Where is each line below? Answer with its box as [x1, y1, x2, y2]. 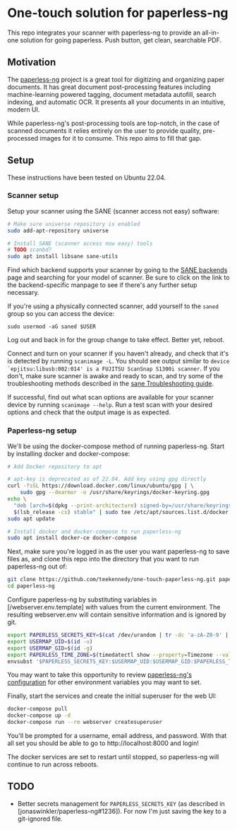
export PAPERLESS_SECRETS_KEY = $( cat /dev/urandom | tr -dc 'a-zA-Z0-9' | [7, 631, 229, 639]
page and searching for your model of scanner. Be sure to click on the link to [7, 274, 230, 282]
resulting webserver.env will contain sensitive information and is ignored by [7, 610, 226, 619]
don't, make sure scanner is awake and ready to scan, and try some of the [7, 372, 224, 380]
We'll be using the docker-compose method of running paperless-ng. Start [7, 442, 225, 450]
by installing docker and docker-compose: [7, 449, 130, 457]
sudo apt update [7, 515, 55, 522]
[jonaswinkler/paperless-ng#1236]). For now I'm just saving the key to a [17, 807, 227, 815]
